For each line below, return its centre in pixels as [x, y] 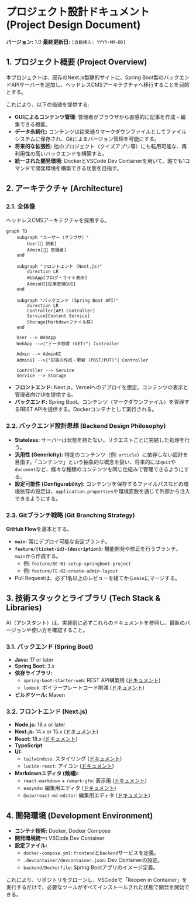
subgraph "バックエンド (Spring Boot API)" [68, 301]
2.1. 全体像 [21, 207]
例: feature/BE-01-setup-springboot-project [77, 564]
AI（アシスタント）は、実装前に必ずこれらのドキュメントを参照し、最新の [96, 622]
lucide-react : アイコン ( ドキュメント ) [68, 766]
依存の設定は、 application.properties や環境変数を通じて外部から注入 [105, 491]
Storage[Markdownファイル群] [60, 322]
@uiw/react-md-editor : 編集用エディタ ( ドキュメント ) [87, 795]
